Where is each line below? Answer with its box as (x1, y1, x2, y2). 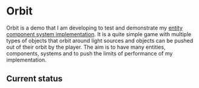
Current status (6, 74, 62, 84)
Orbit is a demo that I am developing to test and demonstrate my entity (6, 24, 183, 31)
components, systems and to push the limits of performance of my (6, 49, 173, 57)
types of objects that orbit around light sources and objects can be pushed (6, 37, 194, 44)
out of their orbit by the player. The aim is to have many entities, (6, 43, 166, 51)
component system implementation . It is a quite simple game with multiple (6, 30, 192, 37)
